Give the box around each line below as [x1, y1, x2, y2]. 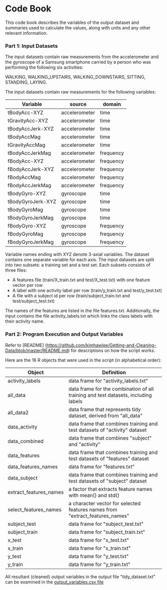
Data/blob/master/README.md [5, 347, 69, 354]
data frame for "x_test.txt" [69, 536, 129, 543]
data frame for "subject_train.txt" [69, 528, 146, 535]
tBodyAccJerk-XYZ [7, 125, 54, 132]
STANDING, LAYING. [5, 79, 47, 85]
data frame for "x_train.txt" [69, 545, 131, 552]
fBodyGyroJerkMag [7, 238, 54, 245]
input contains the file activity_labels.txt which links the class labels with [5, 313, 153, 319]
